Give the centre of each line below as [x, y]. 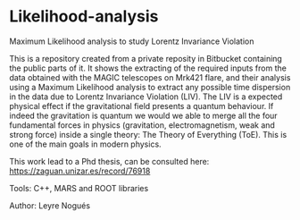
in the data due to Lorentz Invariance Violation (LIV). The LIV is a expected [146, 97]
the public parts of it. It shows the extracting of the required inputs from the [148, 68]
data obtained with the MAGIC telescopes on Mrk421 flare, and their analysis [150, 77]
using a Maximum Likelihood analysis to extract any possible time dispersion [150, 87]
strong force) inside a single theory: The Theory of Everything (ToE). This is [148, 134]
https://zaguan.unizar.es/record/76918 [80, 171]
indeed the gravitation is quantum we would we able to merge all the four [144, 115]
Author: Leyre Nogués [50, 205]
